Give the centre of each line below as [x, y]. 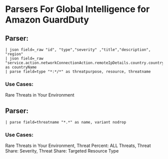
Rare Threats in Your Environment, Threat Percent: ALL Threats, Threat [78, 145]
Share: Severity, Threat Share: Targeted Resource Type [62, 151]
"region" [14, 54]
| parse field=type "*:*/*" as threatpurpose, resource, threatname [78, 71]
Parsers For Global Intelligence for [77, 9]
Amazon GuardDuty [47, 20]
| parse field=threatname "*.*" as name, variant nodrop [66, 122]
